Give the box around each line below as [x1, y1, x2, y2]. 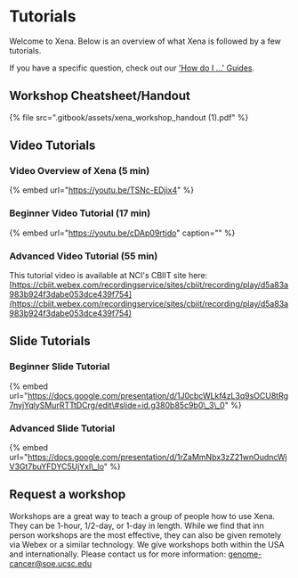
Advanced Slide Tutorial [9, 422, 116, 434]
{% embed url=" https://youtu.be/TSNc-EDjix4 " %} [9, 185, 194, 195]
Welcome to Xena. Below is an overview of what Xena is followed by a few [9, 36, 282, 46]
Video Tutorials [9, 138, 96, 153]
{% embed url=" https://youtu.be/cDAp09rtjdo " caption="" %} [9, 227, 236, 238]
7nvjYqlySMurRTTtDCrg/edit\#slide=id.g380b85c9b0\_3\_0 [9, 400, 225, 410]
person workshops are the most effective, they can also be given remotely [9, 529, 282, 541]
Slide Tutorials [9, 334, 91, 349]
